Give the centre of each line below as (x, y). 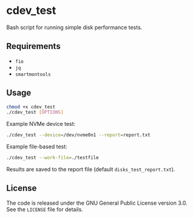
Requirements (33, 46)
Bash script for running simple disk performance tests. (74, 27)
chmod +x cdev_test (31, 107)
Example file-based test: (37, 147)
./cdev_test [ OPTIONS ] (35, 113)
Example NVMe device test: (41, 124)
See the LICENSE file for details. (45, 209)
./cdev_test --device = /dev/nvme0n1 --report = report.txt (78, 135)
